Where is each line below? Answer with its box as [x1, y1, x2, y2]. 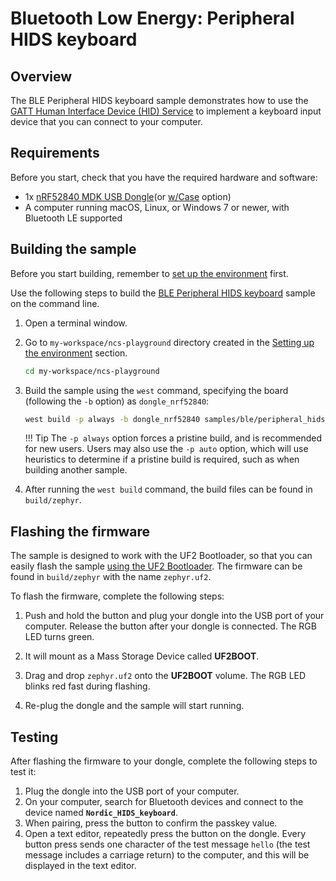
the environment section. [24, 347, 128, 359]
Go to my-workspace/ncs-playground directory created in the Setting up [24, 336, 315, 348]
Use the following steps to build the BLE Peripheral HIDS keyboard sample [10, 287, 316, 299]
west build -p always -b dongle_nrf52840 [24, 414, 201, 424]
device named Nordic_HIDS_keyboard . [24, 807, 178, 818]
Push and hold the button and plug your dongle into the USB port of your [24, 610, 325, 622]
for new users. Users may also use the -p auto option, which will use [24, 443, 309, 455]
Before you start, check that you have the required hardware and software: [10, 171, 318, 183]
